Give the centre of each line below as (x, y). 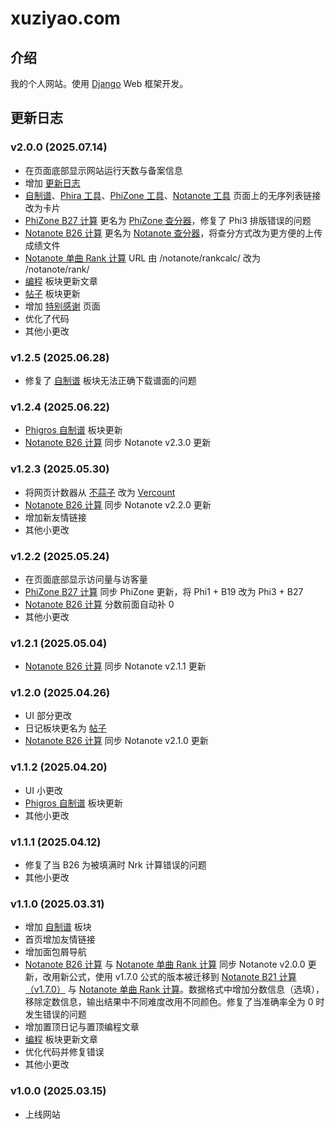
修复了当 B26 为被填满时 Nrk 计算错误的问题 (115, 865)
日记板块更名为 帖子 (65, 728)
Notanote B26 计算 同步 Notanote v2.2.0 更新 (118, 504)
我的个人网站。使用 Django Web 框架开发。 (99, 83)
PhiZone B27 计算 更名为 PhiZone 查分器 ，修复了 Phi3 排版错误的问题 (168, 220)
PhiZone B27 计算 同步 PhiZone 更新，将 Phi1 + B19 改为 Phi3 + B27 (164, 591)
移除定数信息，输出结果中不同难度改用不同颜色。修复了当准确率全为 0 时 (174, 1002)
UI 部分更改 (48, 716)
